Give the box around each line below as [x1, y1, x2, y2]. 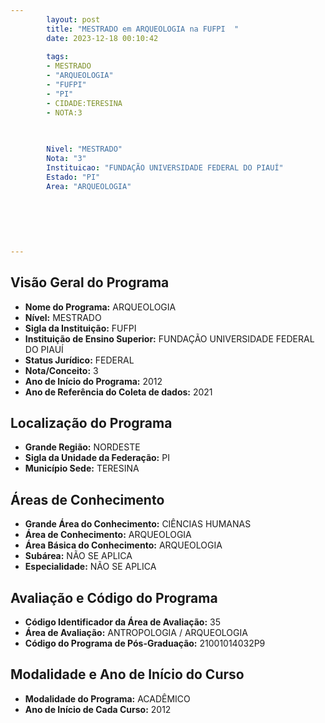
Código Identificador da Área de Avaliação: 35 [24, 616, 221, 628]
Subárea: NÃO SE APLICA [24, 550, 133, 562]
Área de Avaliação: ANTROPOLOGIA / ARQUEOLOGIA [24, 627, 248, 638]
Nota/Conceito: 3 [24, 364, 99, 376]
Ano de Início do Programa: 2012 [24, 375, 163, 387]
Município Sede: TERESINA [24, 462, 140, 475]
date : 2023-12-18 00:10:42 [46, 33, 159, 43]
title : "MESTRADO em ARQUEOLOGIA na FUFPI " [46, 24, 240, 34]
